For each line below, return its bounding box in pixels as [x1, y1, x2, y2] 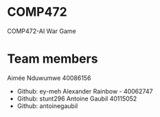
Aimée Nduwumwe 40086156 [7, 74, 91, 82]
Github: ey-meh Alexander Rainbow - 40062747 [16, 87, 153, 95]
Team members [7, 51, 98, 67]
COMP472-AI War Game [7, 27, 77, 35]
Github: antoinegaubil [16, 101, 78, 110]
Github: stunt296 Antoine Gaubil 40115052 [16, 94, 137, 103]
